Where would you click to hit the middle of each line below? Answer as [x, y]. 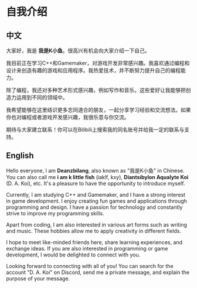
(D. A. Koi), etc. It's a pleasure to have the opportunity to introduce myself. [96, 183]
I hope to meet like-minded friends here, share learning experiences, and [94, 242]
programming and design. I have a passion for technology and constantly [94, 207]
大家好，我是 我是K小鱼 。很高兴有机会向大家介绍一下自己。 [78, 51]
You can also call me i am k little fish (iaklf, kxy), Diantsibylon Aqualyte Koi [97, 177]
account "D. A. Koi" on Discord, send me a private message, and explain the [98, 272]
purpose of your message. [38, 278]
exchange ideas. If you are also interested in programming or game [87, 248]
